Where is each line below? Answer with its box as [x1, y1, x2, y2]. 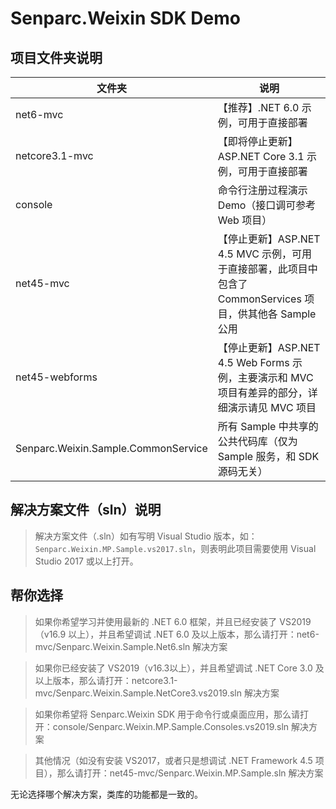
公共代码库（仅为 [217, 435, 298, 448]
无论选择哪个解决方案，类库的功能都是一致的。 [10, 788, 203, 800]
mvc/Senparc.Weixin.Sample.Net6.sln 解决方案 [34, 640, 228, 652]
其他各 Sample [247, 307, 317, 321]
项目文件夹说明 [10, 49, 103, 66]
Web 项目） [217, 213, 273, 227]
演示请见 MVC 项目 [227, 401, 317, 414]
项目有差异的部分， [217, 386, 308, 399]
